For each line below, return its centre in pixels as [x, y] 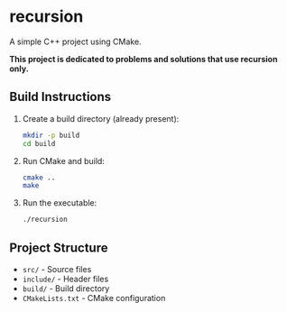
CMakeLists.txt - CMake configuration [94, 298]
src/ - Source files [57, 269]
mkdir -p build [51, 135]
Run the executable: [60, 203]
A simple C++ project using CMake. [75, 41]
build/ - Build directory [66, 288]
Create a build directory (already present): [101, 118]
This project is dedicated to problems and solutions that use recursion [143, 59]
